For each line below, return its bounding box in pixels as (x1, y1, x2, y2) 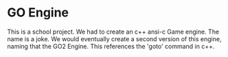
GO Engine (7, 5, 69, 21)
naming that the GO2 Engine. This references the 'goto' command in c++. (7, 42, 215, 50)
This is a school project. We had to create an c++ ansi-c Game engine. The (7, 27, 220, 36)
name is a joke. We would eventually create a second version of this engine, (7, 34, 222, 43)
